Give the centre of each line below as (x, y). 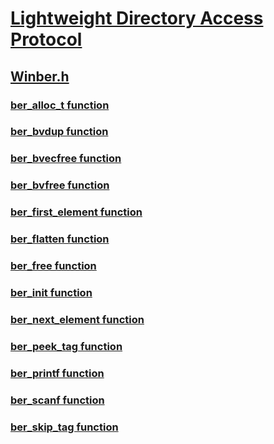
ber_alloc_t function (60, 105)
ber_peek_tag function (66, 346)
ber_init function (51, 292)
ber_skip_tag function (64, 427)
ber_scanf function (57, 400)
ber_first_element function (76, 212)
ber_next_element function (77, 319)
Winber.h (40, 76)
